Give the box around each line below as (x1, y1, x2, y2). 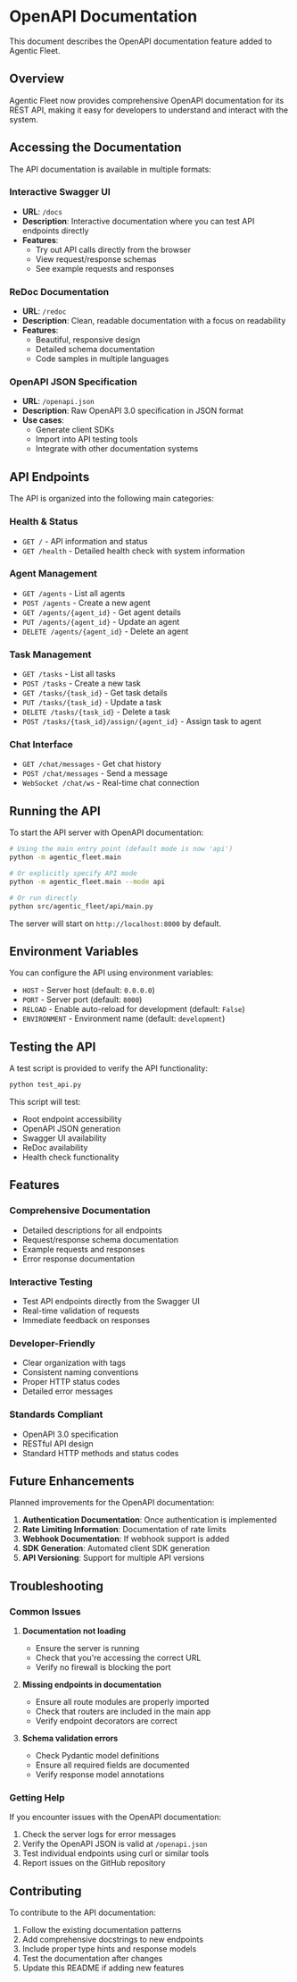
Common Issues (9, 1605, 82, 1617)
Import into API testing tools (35, 434, 138, 444)
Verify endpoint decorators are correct (35, 1716, 177, 1726)
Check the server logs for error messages (21, 1829, 177, 1840)
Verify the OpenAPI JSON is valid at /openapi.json (21, 1839, 208, 1850)
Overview (9, 72, 65, 87)
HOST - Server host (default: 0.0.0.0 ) (21, 985, 156, 996)
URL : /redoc (21, 306, 67, 316)
